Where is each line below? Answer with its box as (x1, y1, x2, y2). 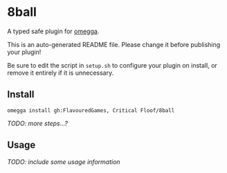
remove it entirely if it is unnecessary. (7, 69, 114, 77)
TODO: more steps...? (7, 119, 68, 127)
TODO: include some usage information (7, 157, 120, 166)
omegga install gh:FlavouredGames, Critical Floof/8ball (7, 107, 175, 114)
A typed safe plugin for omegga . (7, 27, 100, 35)
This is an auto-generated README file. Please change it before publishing (7, 40, 221, 48)
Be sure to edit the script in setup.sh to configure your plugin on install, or (7, 61, 218, 69)
